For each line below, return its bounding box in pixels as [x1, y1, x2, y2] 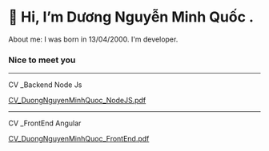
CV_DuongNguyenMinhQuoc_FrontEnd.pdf [8, 134, 150, 144]
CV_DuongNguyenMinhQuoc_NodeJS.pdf [8, 96, 147, 105]
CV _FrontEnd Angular [8, 118, 82, 128]
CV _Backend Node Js [8, 80, 82, 89]
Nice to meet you [8, 54, 76, 66]
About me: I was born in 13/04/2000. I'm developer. [8, 34, 179, 44]
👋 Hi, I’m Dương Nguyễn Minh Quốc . [8, 8, 255, 26]
